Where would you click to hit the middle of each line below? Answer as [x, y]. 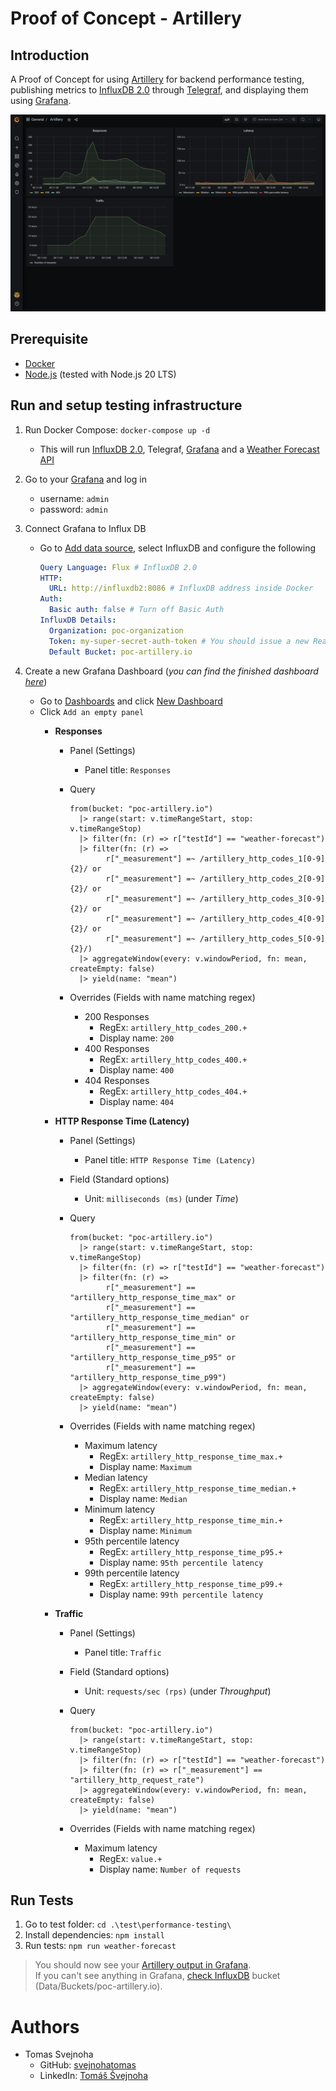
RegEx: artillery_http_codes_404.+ [173, 1091]
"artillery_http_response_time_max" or [153, 1297]
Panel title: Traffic [123, 1652]
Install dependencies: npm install [94, 1935]
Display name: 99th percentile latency [181, 1594]
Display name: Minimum [145, 1530]
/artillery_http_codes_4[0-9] [262, 918]
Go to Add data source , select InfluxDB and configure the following [177, 548]
